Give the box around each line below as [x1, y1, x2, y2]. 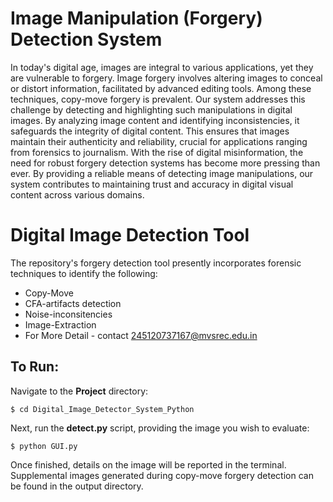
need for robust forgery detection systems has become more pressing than [10, 157, 321, 169]
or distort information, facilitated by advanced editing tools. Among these [10, 82, 312, 94]
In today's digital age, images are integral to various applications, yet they [10, 61, 314, 73]
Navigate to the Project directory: [10, 385, 149, 397]
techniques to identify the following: [10, 267, 158, 279]
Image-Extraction [24, 318, 97, 331]
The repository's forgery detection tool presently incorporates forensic [10, 257, 302, 269]
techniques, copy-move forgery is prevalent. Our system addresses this [10, 93, 306, 105]
